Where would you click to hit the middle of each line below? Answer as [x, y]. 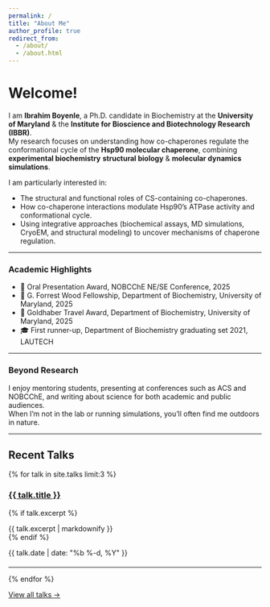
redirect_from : [34, 38]
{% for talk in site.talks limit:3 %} [62, 474]
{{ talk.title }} [35, 495]
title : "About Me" [39, 23]
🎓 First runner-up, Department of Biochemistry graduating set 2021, [134, 331]
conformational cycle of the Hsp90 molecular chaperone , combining [123, 149]
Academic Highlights [50, 269]
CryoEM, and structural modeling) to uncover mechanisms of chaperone [139, 232]
